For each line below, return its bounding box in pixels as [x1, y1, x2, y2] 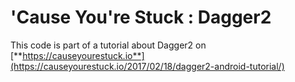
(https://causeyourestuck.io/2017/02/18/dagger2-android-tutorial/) [10, 60, 285, 72]
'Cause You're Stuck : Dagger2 [10, 6, 272, 29]
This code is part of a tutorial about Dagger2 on [10, 39, 207, 51]
